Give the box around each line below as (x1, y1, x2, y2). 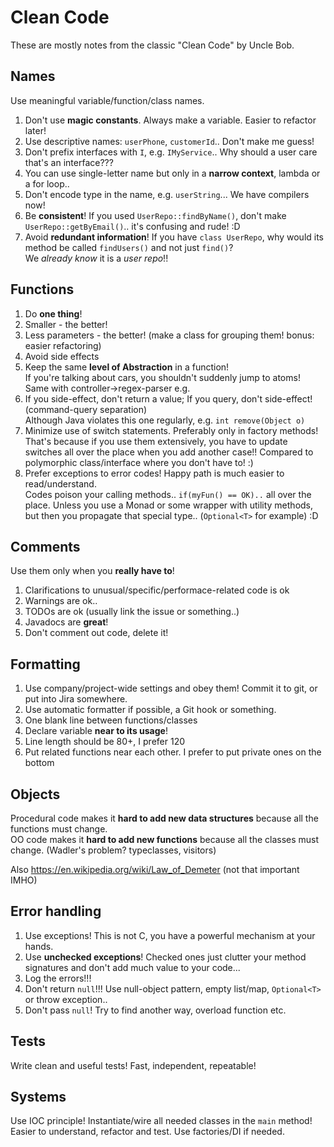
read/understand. (24, 477, 97, 490)
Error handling (10, 903, 102, 920)
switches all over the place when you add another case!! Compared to (24, 446, 314, 458)
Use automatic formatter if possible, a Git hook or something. (24, 704, 277, 716)
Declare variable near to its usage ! (24, 725, 168, 737)
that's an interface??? (24, 156, 114, 168)
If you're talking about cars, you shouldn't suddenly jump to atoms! (24, 371, 301, 383)
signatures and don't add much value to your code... (24, 961, 241, 973)
